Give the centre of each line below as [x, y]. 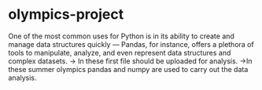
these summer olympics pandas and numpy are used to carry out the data [128, 69]
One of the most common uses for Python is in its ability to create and [121, 36]
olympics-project [66, 14]
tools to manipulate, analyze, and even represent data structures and [120, 52]
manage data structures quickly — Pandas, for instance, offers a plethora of [131, 44]
